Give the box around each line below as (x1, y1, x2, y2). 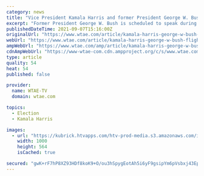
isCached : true (17, 150, 56, 156)
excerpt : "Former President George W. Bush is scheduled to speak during (6, 20, 197, 26)
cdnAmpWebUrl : (6, 49, 42, 55)
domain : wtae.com (12, 94, 56, 100)
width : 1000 (17, 138, 47, 144)
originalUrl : (6, 32, 39, 38)
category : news (6, 9, 45, 15)
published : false (6, 71, 50, 77)
